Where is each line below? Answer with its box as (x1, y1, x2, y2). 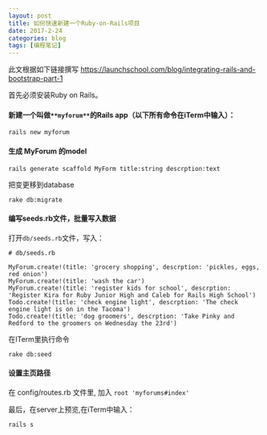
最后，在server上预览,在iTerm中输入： (8, 405, 135, 414)
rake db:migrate (8, 196, 63, 204)
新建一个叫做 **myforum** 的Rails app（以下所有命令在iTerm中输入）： (8, 110, 236, 120)
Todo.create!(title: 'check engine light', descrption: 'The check (8, 298, 239, 306)
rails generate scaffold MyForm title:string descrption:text (8, 165, 220, 173)
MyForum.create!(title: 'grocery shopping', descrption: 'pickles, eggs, (8, 262, 261, 271)
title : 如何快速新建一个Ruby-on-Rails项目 (8, 19, 140, 27)
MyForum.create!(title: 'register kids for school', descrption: (8, 284, 231, 292)
